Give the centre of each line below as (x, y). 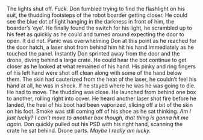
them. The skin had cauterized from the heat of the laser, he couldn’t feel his (102, 79)
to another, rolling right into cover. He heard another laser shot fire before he (101, 98)
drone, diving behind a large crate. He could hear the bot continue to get (97, 60)
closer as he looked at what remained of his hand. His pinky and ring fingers (101, 66)
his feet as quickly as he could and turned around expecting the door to (95, 34)
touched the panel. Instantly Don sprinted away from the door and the (93, 53)
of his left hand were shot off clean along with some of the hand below (95, 73)
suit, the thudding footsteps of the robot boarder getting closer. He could (97, 15)
